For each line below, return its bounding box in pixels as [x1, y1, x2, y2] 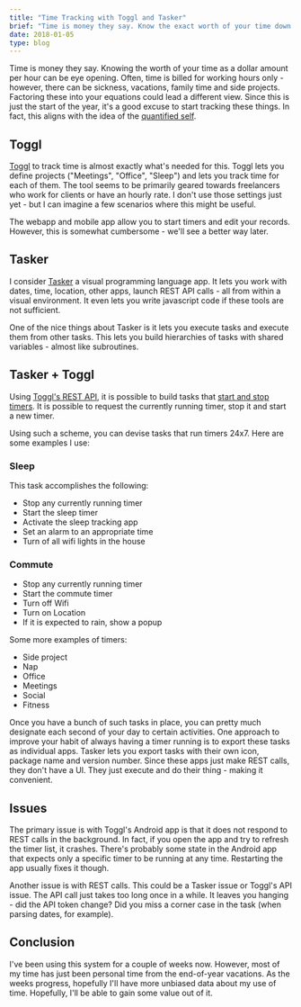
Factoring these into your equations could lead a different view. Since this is [9, 92, 290, 103]
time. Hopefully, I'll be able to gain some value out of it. [9, 987, 213, 998]
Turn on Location [22, 607, 86, 618]
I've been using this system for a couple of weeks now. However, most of [9, 958, 280, 969]
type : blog [9, 38, 50, 48]
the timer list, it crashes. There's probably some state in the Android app [9, 843, 277, 855]
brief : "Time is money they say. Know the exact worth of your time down [9, 22, 292, 31]
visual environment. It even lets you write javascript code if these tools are [9, 294, 285, 306]
